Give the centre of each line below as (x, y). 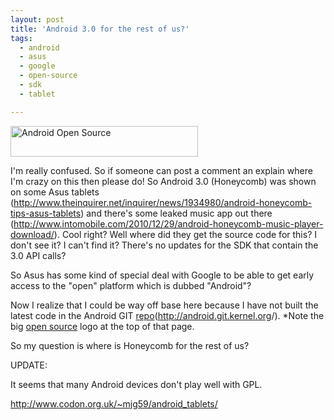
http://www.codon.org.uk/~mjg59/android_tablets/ (114, 403)
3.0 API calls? (38, 255)
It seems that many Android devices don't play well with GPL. (136, 384)
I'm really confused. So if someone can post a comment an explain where (161, 170)
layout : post (37, 19)
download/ (32, 234)
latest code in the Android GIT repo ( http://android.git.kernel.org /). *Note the (167, 315)
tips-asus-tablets (46, 213)
